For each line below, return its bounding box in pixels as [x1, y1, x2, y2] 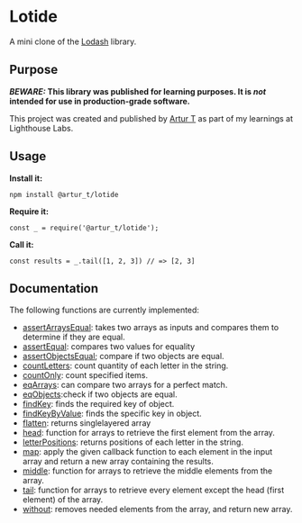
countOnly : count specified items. [22, 370, 149, 381]
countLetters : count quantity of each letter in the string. [22, 360, 229, 371]
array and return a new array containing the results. [22, 456, 215, 467]
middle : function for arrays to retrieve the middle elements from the [22, 465, 273, 476]
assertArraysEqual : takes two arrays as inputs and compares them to [22, 322, 279, 333]
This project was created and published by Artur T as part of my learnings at [9, 113, 294, 123]
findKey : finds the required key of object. [22, 399, 175, 410]
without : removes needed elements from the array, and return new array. [22, 504, 293, 515]
